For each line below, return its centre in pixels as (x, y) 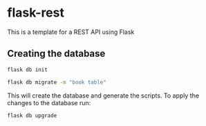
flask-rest (36, 13)
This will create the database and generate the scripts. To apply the (103, 96)
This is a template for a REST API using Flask (71, 32)
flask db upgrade (32, 116)
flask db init (28, 70)
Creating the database (56, 54)
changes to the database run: (49, 102)
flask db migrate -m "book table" (57, 82)
